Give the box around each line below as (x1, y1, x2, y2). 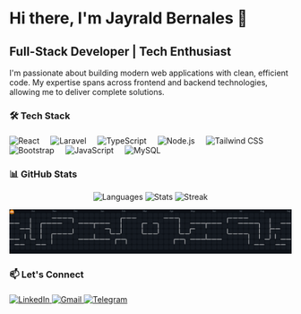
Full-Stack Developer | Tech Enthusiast (9, 44, 231, 59)
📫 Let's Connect (9, 268, 84, 281)
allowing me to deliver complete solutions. (9, 87, 165, 97)
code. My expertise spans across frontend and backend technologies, (9, 77, 269, 88)
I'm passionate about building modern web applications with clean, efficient (9, 67, 288, 78)
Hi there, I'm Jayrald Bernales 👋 (9, 8, 248, 29)
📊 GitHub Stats (9, 168, 78, 180)
